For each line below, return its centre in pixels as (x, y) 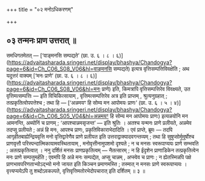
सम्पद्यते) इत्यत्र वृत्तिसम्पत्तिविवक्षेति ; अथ (151, 69)
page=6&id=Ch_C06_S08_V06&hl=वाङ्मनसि (59, 69)
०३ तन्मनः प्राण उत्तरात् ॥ (41, 41)
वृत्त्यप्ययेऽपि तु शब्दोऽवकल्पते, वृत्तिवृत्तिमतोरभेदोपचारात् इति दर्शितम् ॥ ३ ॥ (76, 171)
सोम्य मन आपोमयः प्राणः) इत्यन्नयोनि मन (152, 116)
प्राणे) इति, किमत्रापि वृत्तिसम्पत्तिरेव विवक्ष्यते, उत (146, 89)
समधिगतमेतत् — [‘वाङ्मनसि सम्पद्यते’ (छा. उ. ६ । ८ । (61, 55)
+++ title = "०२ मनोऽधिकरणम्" (40, 9)
